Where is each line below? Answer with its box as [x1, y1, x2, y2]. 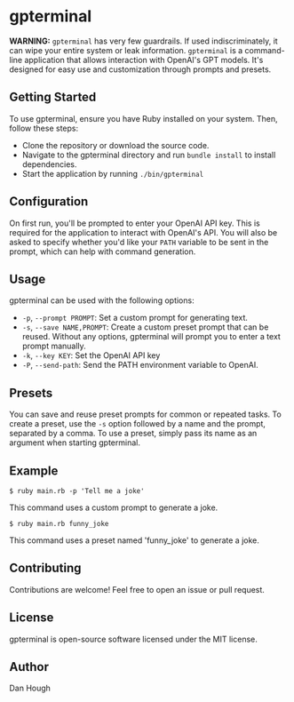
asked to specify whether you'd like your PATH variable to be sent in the [9, 236, 269, 247]
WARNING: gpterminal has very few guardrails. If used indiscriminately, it [9, 36, 278, 46]
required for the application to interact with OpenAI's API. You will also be [9, 227, 278, 237]
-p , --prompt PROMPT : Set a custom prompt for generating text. [21, 313, 249, 323]
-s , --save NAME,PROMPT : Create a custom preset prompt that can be [21, 322, 269, 332]
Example [9, 463, 59, 478]
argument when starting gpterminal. [9, 437, 140, 448]
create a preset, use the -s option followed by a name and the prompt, [9, 419, 266, 429]
